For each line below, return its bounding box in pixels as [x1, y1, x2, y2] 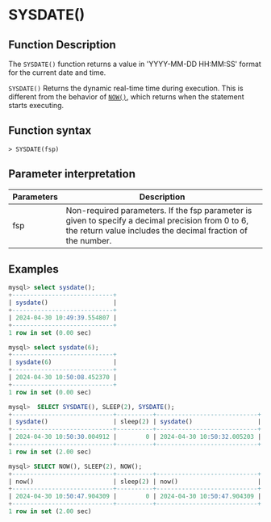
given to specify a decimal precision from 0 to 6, [65, 215, 249, 226]
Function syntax [8, 123, 92, 138]
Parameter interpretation [8, 167, 135, 181]
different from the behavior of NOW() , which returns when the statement [8, 92, 244, 102]
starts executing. [8, 101, 65, 110]
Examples [8, 262, 59, 276]
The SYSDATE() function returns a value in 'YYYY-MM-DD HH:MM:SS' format [8, 59, 262, 69]
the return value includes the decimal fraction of [65, 224, 248, 236]
